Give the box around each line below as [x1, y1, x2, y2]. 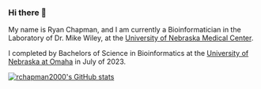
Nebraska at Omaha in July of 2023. [8, 57, 127, 66]
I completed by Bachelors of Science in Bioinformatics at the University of [8, 49, 249, 58]
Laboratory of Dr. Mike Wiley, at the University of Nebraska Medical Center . [8, 33, 254, 43]
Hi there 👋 [8, 7, 47, 18]
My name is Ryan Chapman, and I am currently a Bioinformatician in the [8, 25, 241, 35]
